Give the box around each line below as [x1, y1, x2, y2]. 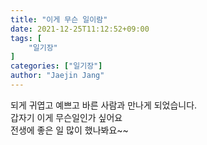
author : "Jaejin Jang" [10, 71, 105, 81]
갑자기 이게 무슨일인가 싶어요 [10, 111, 123, 123]
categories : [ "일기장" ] [10, 61, 103, 71]
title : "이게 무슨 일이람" [10, 14, 108, 25]
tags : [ [10, 33, 43, 43]
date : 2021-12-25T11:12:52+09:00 [10, 24, 150, 34]
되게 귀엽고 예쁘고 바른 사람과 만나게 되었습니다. [10, 99, 198, 111]
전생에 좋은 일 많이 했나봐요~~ [10, 124, 129, 136]
